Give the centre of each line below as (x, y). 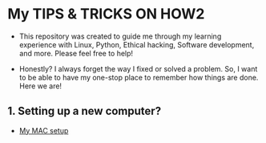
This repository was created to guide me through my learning (120, 36)
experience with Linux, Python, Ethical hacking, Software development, (137, 44)
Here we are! (40, 86)
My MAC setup (44, 130)
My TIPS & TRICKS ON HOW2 (106, 14)
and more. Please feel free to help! (76, 53)
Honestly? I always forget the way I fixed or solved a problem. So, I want (138, 68)
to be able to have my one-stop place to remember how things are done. (139, 77)
